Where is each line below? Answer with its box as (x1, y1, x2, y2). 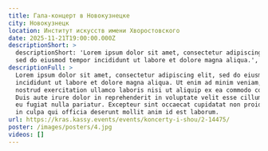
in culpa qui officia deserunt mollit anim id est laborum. (15, 109, 219, 117)
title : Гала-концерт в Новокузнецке (8, 11, 130, 20)
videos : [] (8, 130, 45, 138)
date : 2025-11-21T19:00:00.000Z (8, 34, 116, 42)
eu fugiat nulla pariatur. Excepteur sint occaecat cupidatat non (15, 101, 241, 109)
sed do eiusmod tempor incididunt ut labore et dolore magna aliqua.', (15, 57, 259, 65)
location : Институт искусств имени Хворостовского (8, 26, 180, 34)
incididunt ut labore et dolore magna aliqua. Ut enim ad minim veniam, (15, 78, 262, 86)
